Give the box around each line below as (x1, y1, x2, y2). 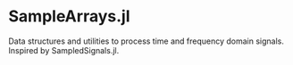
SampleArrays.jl (8, 6, 130, 27)
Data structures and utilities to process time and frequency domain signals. (8, 36, 285, 46)
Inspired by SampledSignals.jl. (8, 45, 120, 55)
